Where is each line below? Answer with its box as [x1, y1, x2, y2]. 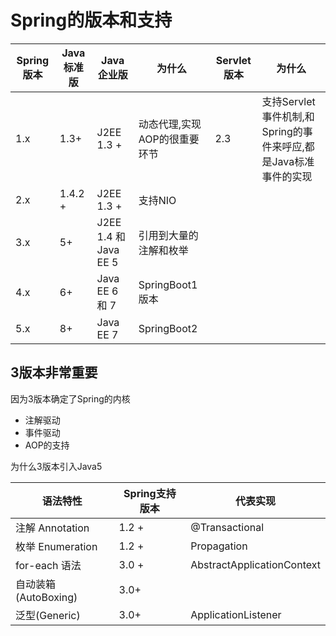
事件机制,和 [261, 109, 315, 123]
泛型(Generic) [15, 608, 81, 622]
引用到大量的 [138, 228, 199, 242]
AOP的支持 [24, 439, 70, 451]
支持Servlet [261, 94, 316, 108]
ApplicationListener [190, 607, 282, 621]
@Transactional [190, 520, 265, 534]
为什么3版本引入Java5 [10, 460, 103, 472]
